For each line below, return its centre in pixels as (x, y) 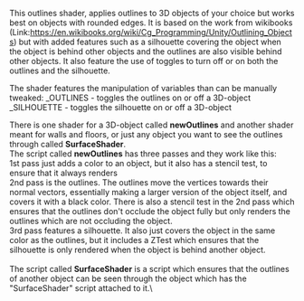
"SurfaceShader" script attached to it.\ (81, 288)
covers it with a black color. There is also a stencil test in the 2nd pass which (152, 202)
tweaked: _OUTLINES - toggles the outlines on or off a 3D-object (130, 98)
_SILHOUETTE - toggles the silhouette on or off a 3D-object (121, 107)
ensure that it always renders (63, 173)
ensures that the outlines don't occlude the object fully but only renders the (150, 211)
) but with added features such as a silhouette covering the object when (147, 42)
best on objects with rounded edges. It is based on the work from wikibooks (151, 23)
